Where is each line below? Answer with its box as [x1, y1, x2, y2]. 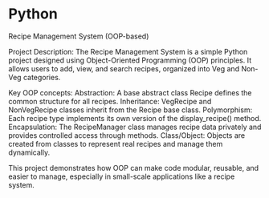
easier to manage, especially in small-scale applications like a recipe [8, 172, 235, 181]
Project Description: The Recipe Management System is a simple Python [8, 46, 248, 56]
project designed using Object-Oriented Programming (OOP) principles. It [8, 55, 251, 65]
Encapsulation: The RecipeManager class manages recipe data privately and [8, 122, 262, 131]
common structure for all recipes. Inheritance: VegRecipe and [8, 96, 212, 106]
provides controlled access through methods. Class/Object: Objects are [8, 130, 246, 140]
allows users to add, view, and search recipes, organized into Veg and [8, 63, 239, 73]
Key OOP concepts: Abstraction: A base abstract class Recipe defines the [8, 87, 252, 97]
